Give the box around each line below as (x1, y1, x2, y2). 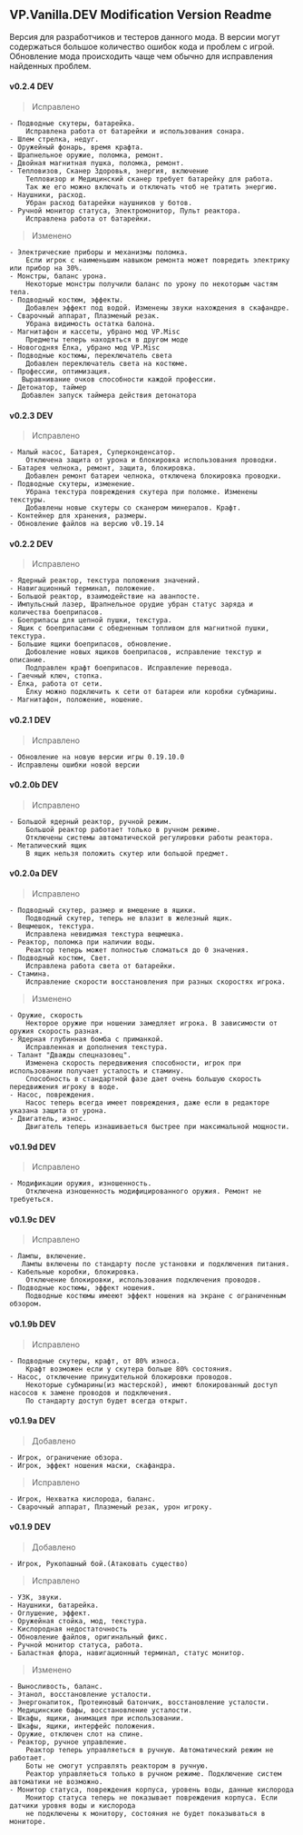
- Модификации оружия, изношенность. (9, 1179, 152, 1188)
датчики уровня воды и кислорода (9, 1801, 136, 1810)
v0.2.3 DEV (9, 410, 54, 421)
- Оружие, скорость (9, 1011, 83, 1020)
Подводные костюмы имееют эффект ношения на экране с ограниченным (25, 1292, 286, 1301)
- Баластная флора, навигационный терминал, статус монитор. (9, 1649, 246, 1658)
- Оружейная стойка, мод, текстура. (9, 1617, 148, 1626)
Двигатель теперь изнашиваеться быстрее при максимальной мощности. (25, 1122, 290, 1132)
